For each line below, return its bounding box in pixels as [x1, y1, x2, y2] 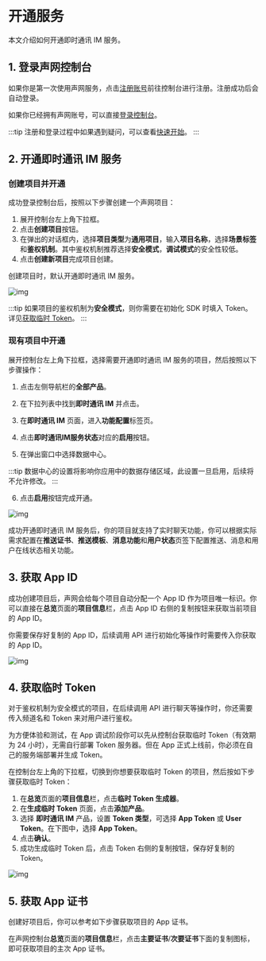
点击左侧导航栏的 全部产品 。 [19, 382, 111, 391]
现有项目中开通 [8, 335, 66, 347]
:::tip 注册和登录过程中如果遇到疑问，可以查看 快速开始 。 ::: [8, 126, 200, 136]
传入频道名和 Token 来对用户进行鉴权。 [8, 713, 137, 723]
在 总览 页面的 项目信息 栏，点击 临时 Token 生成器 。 [19, 794, 184, 804]
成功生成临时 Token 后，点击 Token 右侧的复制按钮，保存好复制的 [19, 843, 235, 853]
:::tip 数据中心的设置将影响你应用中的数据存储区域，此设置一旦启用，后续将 [8, 466, 254, 475]
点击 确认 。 [19, 834, 56, 843]
